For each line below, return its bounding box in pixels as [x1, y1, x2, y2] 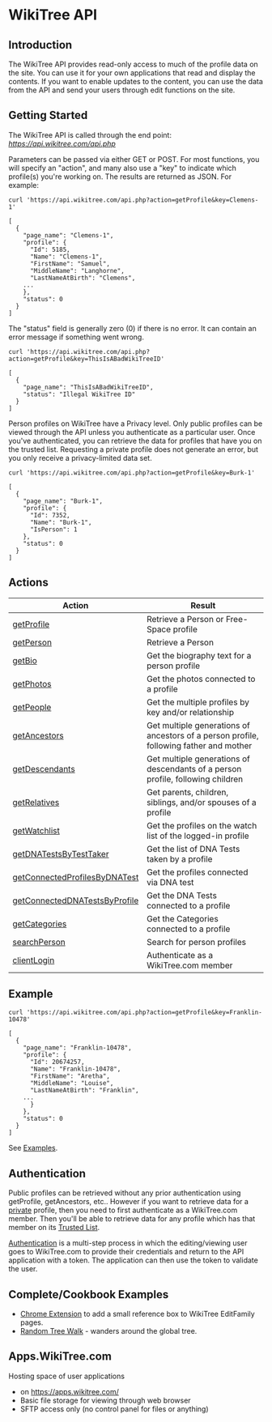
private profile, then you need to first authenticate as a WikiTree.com [8, 1205, 238, 1216]
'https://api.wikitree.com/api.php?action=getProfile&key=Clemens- [26, 196, 259, 204]
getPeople [12, 701, 52, 713]
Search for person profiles [147, 936, 247, 947]
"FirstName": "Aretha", [29, 1072, 111, 1080]
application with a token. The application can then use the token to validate [8, 1255, 259, 1265]
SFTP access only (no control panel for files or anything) [19, 1403, 209, 1414]
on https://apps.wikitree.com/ [19, 1386, 119, 1396]
